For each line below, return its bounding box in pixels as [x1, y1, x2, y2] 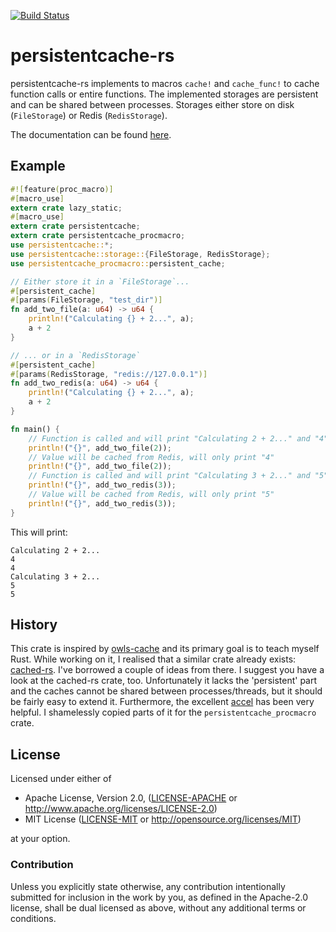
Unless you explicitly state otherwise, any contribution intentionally [10, 880, 286, 892]
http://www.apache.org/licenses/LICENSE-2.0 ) [24, 803, 218, 815]
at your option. [10, 833, 71, 845]
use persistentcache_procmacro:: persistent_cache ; [10, 258, 226, 269]
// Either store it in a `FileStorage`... [10, 276, 190, 287]
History [10, 616, 58, 634]
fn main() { [10, 424, 60, 434]
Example [10, 158, 66, 175]
